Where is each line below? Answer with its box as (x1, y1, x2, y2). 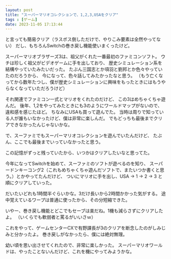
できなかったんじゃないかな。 (9, 122, 72, 128)
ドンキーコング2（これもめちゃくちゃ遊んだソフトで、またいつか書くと (9, 167, 160, 173)
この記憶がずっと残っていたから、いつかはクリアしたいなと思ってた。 (5, 150, 153, 156)
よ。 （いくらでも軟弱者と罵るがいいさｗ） (5, 214, 96, 220)
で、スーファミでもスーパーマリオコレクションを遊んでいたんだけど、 (5, 133, 152, 139)
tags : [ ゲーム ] (5, 17, 37, 22)
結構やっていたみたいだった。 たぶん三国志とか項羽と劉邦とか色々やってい (5, 66, 163, 72)
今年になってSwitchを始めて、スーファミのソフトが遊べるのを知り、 (5, 161, 149, 167)
